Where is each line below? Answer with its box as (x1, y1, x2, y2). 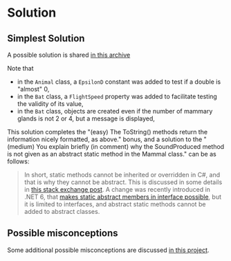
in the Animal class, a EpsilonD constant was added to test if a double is (17, 78, 221, 86)
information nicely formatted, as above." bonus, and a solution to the (7, 135, 203, 143)
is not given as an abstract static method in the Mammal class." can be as (7, 150, 216, 158)
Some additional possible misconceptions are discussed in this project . (7, 246, 210, 254)
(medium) (7, 143, 35, 150)
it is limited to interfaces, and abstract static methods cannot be (24, 200, 206, 208)
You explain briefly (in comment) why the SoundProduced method (36, 143, 225, 150)
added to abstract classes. (24, 208, 100, 215)
